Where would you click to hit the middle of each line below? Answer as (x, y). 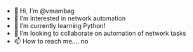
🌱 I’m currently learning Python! (60, 26)
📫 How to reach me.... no (51, 41)
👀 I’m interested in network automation (70, 18)
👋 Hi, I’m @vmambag (44, 11)
